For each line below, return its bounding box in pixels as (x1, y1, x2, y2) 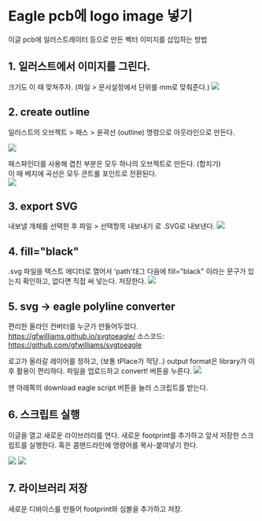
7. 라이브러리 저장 (8, 482, 88, 495)
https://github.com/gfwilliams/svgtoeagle (8, 340, 142, 350)
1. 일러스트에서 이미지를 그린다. (8, 60, 151, 73)
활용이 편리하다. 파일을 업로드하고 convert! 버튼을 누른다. (16, 366, 193, 376)
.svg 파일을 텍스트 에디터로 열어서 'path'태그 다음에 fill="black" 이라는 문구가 (8, 266, 246, 276)
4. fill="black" (8, 244, 79, 258)
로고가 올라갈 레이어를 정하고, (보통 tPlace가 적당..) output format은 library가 (8, 357, 247, 365)
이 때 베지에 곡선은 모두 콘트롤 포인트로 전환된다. (8, 168, 157, 178)
